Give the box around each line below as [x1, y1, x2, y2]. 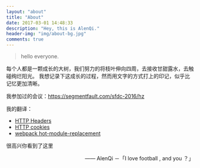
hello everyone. [20, 53, 59, 60]
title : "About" [6, 14, 44, 20]
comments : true [6, 36, 44, 42]
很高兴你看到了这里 [6, 142, 54, 149]
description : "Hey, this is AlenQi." [6, 25, 100, 32]
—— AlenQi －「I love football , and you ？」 [85, 155, 194, 161]
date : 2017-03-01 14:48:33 [6, 20, 73, 26]
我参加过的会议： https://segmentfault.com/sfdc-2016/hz [6, 93, 145, 99]
